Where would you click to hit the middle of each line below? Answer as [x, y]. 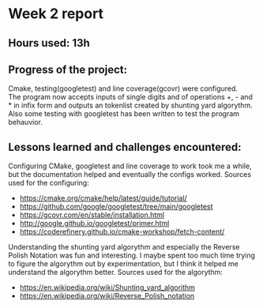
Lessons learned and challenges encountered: [125, 147]
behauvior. [26, 122]
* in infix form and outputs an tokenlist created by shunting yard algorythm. [130, 105]
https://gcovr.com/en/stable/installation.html [92, 215]
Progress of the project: [68, 69]
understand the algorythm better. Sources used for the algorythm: [116, 272]
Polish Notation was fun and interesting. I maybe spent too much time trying [131, 255]
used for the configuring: [49, 183]
